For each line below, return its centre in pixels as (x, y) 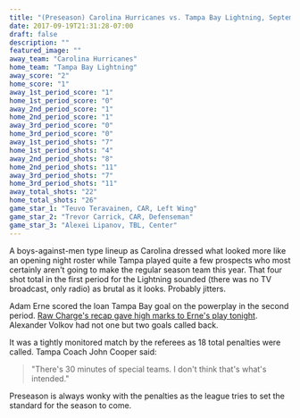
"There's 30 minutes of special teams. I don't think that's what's (149, 369)
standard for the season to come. (71, 405)
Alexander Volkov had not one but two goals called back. (114, 325)
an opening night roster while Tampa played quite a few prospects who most (150, 260)
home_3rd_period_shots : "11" (63, 184)
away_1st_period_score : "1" (62, 92)
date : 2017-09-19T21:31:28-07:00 (71, 26)
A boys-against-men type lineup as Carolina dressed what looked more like (148, 250)
